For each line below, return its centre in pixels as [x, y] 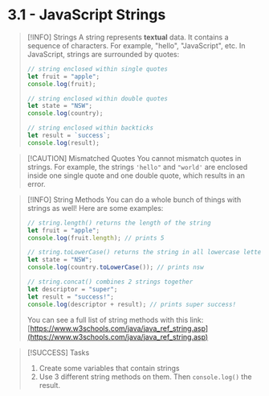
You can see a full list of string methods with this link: [115, 320]
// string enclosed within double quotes [97, 98]
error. [36, 184]
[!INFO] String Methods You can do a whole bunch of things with [134, 200]
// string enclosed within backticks [90, 128]
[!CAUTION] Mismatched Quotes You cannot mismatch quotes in [134, 158]
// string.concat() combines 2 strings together [110, 282]
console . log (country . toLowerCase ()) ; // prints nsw [115, 267]
